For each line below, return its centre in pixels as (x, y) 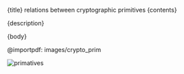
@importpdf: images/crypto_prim (54, 50)
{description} (26, 23)
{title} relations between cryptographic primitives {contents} (92, 10)
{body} (17, 36)
